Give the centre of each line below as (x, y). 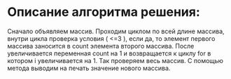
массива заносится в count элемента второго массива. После (101, 46)
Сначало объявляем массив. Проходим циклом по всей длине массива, (116, 31)
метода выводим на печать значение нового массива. (89, 68)
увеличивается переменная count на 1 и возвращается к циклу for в (109, 53)
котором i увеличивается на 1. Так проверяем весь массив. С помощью (115, 60)
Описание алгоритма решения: (104, 12)
